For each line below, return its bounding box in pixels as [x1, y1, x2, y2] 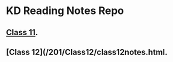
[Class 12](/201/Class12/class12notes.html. [6, 47, 168, 57]
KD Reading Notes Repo [6, 4, 124, 18]
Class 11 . [6, 27, 39, 37]
